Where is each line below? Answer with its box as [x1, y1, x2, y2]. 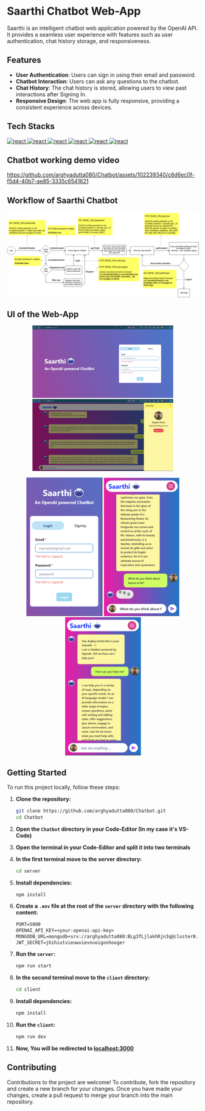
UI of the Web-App [7, 309, 79, 320]
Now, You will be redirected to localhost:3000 [15, 1045, 134, 1052]
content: [15, 909, 38, 916]
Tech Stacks [7, 121, 55, 132]
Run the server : [15, 950, 55, 958]
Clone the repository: [15, 795, 71, 802]
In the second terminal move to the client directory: [15, 974, 150, 981]
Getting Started [7, 767, 67, 778]
